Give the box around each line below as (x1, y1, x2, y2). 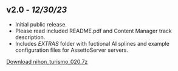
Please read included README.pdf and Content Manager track (15, 27, 172, 34)
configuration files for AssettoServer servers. (15, 46, 129, 54)
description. (15, 33, 46, 41)
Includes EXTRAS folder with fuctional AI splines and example (15, 40, 170, 47)
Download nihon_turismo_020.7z (6, 58, 88, 65)
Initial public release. (15, 20, 67, 28)
